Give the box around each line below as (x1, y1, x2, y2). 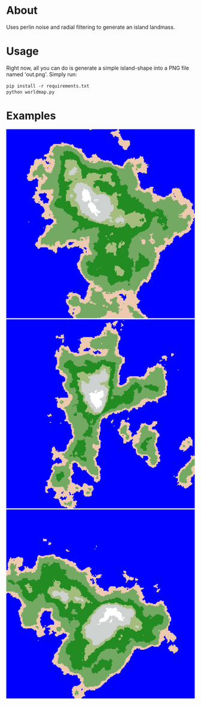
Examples (6, 109, 56, 123)
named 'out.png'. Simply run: (6, 70, 78, 78)
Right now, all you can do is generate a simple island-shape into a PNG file (6, 64, 190, 71)
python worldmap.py (6, 89, 55, 95)
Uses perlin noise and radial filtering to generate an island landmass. (6, 23, 175, 31)
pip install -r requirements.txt (6, 83, 90, 89)
